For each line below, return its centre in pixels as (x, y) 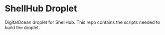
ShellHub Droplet (41, 9)
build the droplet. (22, 27)
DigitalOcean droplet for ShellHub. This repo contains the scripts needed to (82, 22)
